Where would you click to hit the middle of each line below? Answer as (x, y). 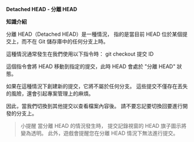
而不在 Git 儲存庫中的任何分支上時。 (65, 41)
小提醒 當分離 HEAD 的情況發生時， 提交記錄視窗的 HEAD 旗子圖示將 (103, 126)
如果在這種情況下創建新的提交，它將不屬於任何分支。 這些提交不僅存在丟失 (97, 86)
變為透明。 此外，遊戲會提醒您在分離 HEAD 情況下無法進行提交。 (99, 133)
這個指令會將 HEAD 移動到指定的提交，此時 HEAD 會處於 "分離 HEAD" (91, 66)
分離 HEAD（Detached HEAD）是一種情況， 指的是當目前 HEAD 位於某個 (94, 34)
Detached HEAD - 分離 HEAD (42, 9)
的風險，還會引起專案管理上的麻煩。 (50, 94)
